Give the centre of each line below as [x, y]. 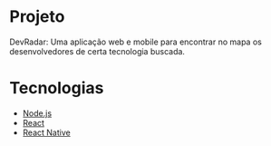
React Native [46, 132]
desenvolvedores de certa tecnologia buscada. [97, 51]
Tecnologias [57, 88]
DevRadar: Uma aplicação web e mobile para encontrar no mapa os [136, 42]
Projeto [37, 17]
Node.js [37, 113]
